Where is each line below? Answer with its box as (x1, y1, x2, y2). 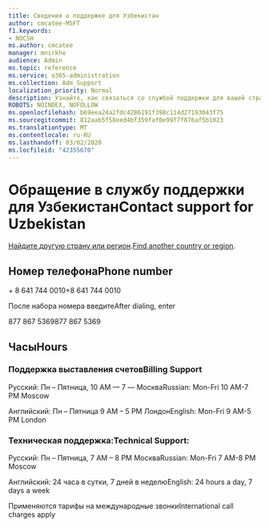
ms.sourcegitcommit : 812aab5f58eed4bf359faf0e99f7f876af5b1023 (8, 116, 224, 124)
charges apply (8, 510, 56, 520)
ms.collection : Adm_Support (8, 79, 102, 87)
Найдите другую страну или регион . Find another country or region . (8, 241, 236, 251)
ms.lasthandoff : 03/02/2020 (8, 138, 102, 147)
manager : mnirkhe (8, 49, 66, 57)
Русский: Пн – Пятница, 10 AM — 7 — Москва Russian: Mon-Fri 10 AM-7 (8, 382, 249, 391)
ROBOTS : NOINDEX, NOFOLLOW (8, 101, 98, 109)
